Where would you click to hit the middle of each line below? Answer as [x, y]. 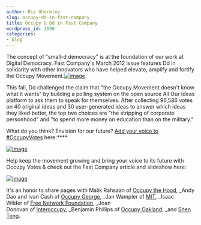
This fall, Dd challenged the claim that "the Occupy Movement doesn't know [100, 87]
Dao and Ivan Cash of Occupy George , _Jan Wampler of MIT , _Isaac [90, 196]
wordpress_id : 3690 [31, 28]
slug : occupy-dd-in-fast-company [48, 17]
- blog [14, 40]
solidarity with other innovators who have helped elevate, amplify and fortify [100, 69]
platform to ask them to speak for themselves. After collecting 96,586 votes [100, 100]
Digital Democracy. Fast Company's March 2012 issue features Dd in [91, 63]
